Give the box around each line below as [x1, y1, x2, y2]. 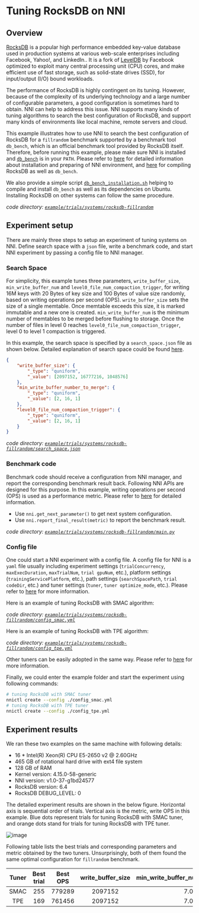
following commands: [6, 679, 59, 687]
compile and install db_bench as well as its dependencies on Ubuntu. [6, 185, 172, 193]
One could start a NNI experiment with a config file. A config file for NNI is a [6, 556, 191, 563]
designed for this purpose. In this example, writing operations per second [6, 486, 185, 493]
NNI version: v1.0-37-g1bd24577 [14, 777, 95, 784]
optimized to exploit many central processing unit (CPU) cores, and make [6, 62, 185, 70]
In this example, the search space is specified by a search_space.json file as [6, 339, 192, 347]
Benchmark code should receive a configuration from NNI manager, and [6, 473, 182, 480]
